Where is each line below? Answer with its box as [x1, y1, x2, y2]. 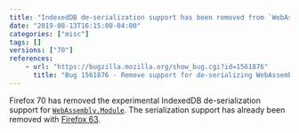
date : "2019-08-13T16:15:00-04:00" [9, 21, 141, 30]
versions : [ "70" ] [9, 46, 74, 55]
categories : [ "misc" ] [9, 29, 90, 38]
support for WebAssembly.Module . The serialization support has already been [9, 104, 286, 115]
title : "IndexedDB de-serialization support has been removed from [9, 12, 265, 22]
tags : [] [9, 37, 42, 47]
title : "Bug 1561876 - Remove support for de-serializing [32, 71, 253, 80]
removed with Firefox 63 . [9, 113, 101, 124]
